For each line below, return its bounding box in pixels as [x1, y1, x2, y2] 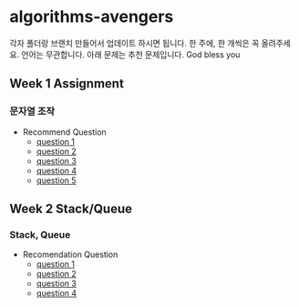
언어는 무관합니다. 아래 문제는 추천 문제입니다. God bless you [21, 48, 241, 60]
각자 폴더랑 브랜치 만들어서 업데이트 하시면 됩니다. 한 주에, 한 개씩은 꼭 [9, 37, 260, 48]
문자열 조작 [9, 105, 56, 118]
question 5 [36, 175, 77, 186]
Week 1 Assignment [9, 76, 125, 92]
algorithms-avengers [9, 6, 174, 27]
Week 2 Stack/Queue [9, 201, 133, 217]
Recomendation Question [22, 249, 119, 261]
